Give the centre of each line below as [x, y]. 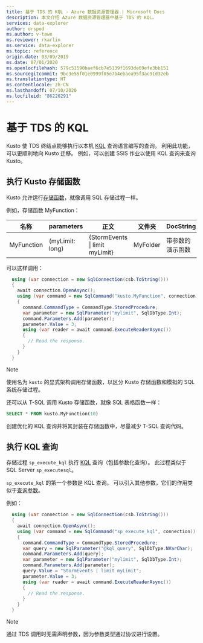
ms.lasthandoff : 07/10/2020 [42, 91]
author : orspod [25, 29]
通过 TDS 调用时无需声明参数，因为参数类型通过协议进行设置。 [85, 634]
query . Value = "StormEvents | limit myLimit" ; [82, 571]
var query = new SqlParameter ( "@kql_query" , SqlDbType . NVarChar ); [108, 548]
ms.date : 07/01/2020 [32, 62]
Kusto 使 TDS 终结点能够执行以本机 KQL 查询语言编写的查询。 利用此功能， [100, 146]
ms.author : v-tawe [29, 34]
